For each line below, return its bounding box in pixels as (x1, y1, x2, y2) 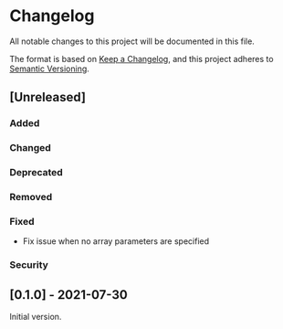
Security (9, 259, 48, 271)
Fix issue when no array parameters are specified (22, 236, 210, 247)
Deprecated (9, 166, 64, 179)
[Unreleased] (9, 90, 87, 105)
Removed (9, 191, 53, 204)
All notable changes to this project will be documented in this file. (9, 36, 256, 47)
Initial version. (9, 312, 62, 323)
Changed (9, 142, 52, 154)
